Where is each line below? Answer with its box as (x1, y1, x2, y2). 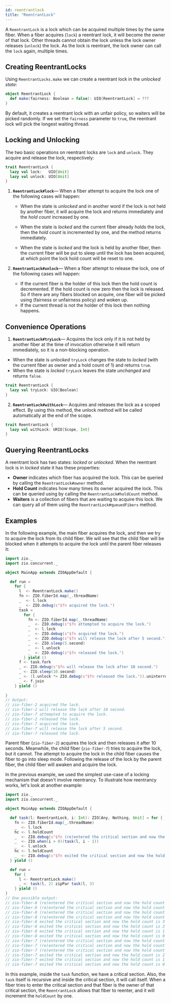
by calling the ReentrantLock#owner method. (12, 480, 104, 486)
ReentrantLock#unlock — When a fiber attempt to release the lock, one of (12, 266, 164, 272)
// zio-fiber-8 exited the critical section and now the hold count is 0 (5, 934, 165, 939)
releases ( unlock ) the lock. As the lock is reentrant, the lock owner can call (5, 42, 161, 48)
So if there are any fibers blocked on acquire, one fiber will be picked (20, 292, 165, 298)
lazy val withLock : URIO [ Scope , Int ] (10, 427, 90, 432)
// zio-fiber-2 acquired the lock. (5, 702, 81, 707)
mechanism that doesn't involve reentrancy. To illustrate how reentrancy (5, 777, 157, 783)
